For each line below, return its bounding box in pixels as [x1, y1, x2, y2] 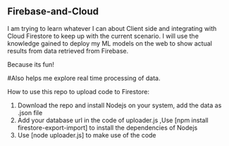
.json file [17, 108, 43, 117]
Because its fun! [7, 60, 55, 69]
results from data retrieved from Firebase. [7, 46, 129, 55]
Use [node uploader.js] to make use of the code [17, 131, 156, 139]
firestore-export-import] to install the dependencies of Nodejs [17, 123, 198, 132]
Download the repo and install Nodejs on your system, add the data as [17, 101, 222, 109]
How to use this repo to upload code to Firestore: [7, 87, 150, 95]
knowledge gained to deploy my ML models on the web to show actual [7, 39, 213, 48]
